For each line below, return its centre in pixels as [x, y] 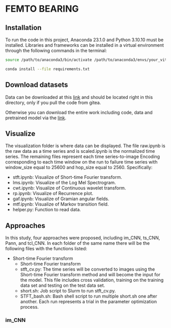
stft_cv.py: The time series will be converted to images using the [88, 269]
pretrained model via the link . [36, 118]
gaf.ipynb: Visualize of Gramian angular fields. [61, 199]
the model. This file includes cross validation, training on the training [92, 280]
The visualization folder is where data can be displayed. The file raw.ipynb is [85, 146]
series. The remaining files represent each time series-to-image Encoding [83, 157]
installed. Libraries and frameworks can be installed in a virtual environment [85, 45]
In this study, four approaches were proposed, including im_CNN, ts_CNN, [83, 238]
